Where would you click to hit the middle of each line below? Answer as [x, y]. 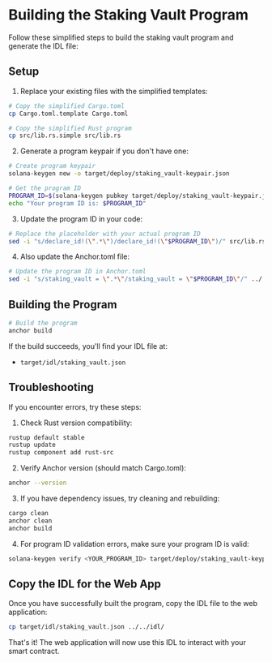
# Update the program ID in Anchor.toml [78, 272]
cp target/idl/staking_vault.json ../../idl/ [86, 627]
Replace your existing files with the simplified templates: [114, 91]
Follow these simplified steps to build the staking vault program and [121, 37]
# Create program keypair [52, 166]
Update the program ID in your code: [81, 219]
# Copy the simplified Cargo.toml [67, 106]
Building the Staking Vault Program [129, 15]
